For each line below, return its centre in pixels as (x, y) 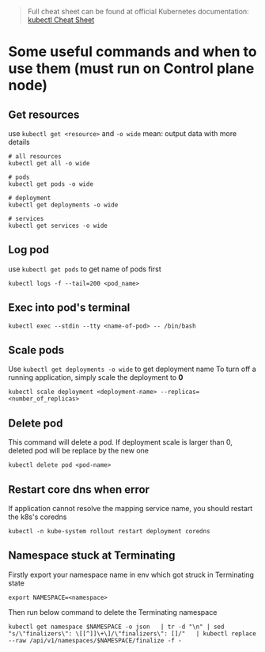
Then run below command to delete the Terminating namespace (113, 612)
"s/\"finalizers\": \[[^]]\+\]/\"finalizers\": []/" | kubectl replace (132, 633)
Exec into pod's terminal (69, 308)
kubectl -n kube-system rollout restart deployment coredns (110, 532)
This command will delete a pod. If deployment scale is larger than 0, (121, 442)
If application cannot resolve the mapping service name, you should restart (131, 509)
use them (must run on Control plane (131, 68)
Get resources (44, 114)
